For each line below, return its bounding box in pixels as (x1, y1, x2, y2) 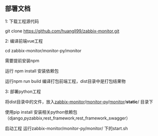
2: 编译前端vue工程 (5, 38, 43, 44)
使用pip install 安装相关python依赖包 (5, 109, 77, 115)
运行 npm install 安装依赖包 (5, 68, 59, 74)
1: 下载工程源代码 (5, 18, 39, 24)
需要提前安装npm (5, 58, 40, 63)
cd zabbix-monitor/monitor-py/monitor (5, 47, 82, 53)
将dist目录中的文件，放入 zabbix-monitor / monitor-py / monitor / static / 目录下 (5, 99, 153, 105)
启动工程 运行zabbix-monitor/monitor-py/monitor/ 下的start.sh (5, 125, 128, 131)
